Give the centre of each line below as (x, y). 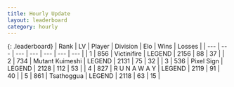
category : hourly (33, 26)
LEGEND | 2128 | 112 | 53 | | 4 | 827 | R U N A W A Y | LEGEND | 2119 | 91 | (113, 69)
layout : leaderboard (38, 20)
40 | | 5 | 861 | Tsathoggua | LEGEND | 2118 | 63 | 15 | (84, 76)
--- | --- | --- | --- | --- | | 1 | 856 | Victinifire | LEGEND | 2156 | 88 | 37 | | (120, 54)
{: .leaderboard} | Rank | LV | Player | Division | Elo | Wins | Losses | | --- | (113, 47)
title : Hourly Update (39, 14)
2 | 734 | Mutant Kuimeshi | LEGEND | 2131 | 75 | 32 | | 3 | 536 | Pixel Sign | (115, 61)
